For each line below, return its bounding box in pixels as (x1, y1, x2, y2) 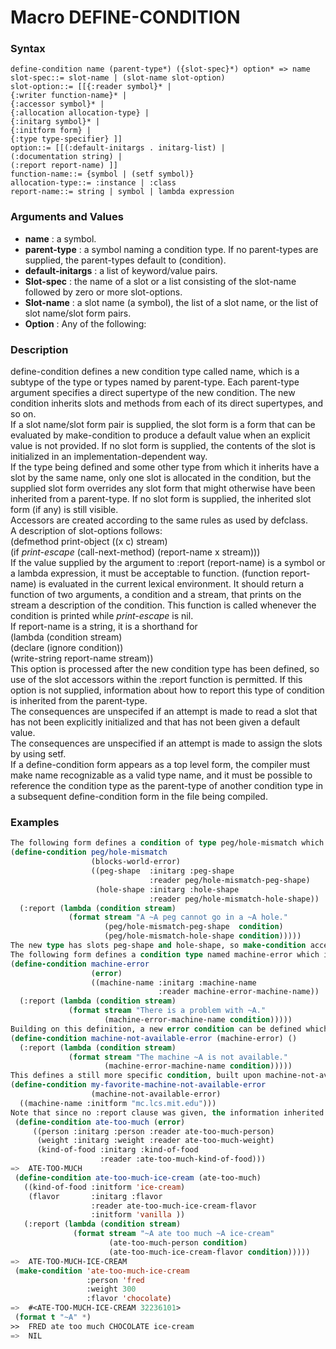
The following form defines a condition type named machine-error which (10, 949, 320, 960)
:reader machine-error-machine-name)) (158, 987, 320, 997)
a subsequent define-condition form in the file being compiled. (10, 791, 268, 803)
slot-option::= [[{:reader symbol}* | (10, 82, 172, 92)
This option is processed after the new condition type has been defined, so (10, 663, 320, 675)
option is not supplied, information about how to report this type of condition (10, 684, 325, 696)
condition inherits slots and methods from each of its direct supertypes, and (10, 397, 323, 410)
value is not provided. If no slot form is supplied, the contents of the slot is (10, 440, 316, 452)
